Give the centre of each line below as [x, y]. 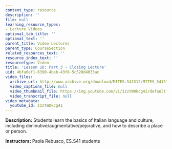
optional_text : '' [25, 39]
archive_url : [24, 82]
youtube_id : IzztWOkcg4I [36, 106]
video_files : [19, 77]
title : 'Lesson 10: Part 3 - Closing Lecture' [56, 67]
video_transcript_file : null [41, 96]
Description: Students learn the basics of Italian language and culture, [80, 120]
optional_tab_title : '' [31, 34]
